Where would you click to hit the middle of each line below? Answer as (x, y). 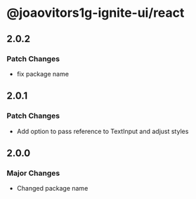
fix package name (43, 74)
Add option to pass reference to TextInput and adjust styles (103, 131)
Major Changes (33, 173)
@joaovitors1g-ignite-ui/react (96, 13)
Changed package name (52, 188)
